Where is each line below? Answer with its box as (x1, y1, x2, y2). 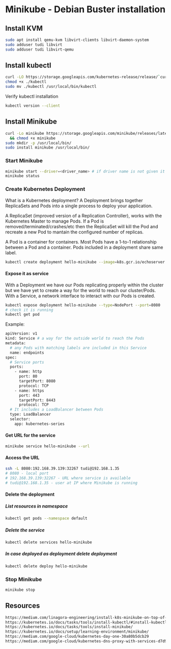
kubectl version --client (5, 103, 60, 108)
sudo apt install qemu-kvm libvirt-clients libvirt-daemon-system (5, 37, 149, 42)
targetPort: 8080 (18, 379, 56, 384)
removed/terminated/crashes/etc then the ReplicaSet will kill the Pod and (5, 223, 158, 229)
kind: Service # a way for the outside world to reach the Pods (5, 336, 145, 341)
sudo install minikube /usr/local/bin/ (5, 145, 90, 150)
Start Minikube (5, 157, 43, 164)
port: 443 (18, 393, 40, 398)
